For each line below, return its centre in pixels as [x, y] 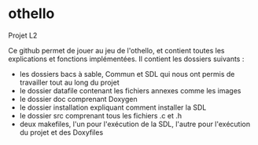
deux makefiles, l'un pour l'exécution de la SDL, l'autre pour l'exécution [135, 124]
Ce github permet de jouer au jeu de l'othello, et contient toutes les [116, 50]
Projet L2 [23, 35]
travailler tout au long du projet [69, 82]
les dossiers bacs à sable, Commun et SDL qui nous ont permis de [127, 74]
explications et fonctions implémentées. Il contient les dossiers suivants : [126, 59]
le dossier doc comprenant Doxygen [78, 99]
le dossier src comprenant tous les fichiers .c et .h [101, 115]
